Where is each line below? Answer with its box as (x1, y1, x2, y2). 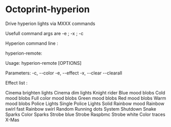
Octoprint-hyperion (5, 4, 90, 15)
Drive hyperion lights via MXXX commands (5, 20, 95, 27)
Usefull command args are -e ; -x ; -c (5, 30, 84, 36)
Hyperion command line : (5, 40, 59, 46)
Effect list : (5, 80, 28, 86)
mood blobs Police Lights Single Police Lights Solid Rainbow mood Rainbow (5, 100, 165, 107)
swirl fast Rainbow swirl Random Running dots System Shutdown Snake (5, 106, 157, 112)
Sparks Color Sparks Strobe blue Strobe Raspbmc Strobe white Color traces (5, 111, 166, 117)
